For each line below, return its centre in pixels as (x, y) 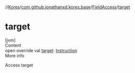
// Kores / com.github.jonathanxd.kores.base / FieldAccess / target (68, 7)
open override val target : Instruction (41, 50)
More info (15, 55)
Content (13, 45)
